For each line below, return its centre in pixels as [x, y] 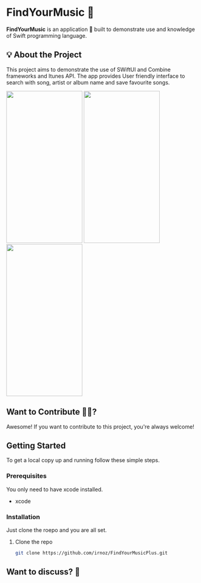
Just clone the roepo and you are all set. [57, 530]
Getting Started [36, 445]
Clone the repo [34, 542]
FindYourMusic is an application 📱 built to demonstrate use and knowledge [101, 29]
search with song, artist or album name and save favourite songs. [88, 82]
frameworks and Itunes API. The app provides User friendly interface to [96, 76]
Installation [23, 517]
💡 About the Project [44, 55]
